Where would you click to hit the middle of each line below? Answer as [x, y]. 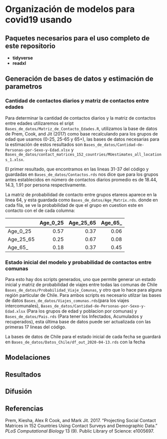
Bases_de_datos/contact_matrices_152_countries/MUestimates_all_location [83, 154]
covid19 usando [39, 20]
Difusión [19, 391]
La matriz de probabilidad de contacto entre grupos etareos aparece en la [81, 194]
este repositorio [30, 46]
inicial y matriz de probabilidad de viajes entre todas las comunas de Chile [82, 285]
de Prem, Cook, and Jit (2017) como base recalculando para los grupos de [82, 134]
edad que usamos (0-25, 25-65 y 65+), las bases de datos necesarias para [82, 139]
